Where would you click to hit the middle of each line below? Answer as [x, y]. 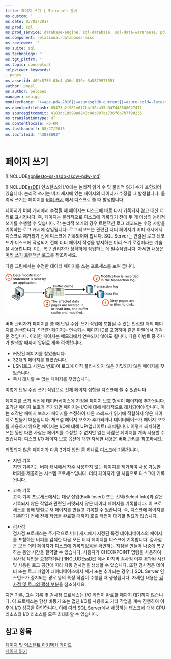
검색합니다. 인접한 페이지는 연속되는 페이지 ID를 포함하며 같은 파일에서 [84, 330]
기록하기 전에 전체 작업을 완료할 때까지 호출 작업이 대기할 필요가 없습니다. [85, 516]
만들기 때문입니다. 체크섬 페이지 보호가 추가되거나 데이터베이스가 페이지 [85, 419]
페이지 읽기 [16, 651]
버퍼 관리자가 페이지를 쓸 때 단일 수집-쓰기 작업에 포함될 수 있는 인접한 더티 [79, 323]
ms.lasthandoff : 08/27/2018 [35, 129]
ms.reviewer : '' [22, 43]
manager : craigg [22, 97]
